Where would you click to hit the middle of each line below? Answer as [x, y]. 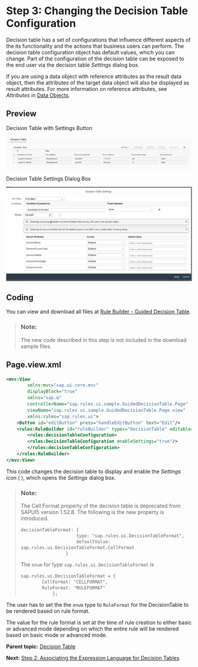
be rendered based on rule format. [48, 611]
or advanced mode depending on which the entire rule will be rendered [93, 629]
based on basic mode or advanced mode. [57, 635]
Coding [20, 297]
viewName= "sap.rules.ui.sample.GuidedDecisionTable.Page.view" [106, 410]
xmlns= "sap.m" [44, 398]
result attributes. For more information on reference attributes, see [87, 89]
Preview [22, 114]
